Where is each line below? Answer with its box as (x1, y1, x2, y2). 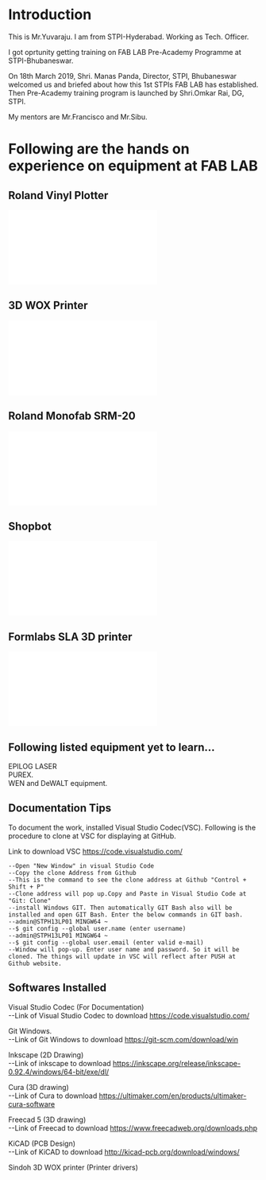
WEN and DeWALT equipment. (8, 779, 108, 787)
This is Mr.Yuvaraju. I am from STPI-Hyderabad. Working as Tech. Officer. (8, 32, 249, 41)
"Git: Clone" (8, 897, 52, 905)
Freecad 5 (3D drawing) (8, 1115, 87, 1124)
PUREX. (8, 770, 34, 780)
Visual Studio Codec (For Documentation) (8, 1002, 145, 1012)
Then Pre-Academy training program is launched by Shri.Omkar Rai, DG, (8, 88, 245, 97)
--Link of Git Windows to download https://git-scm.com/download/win (8, 1034, 239, 1044)
